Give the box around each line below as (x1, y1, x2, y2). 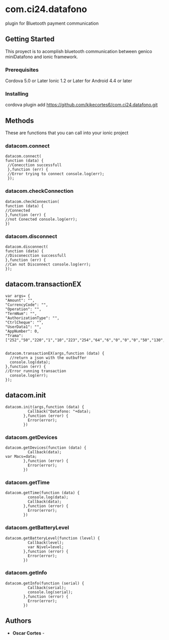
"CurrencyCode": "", (5, 302, 49, 307)
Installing (5, 90, 29, 97)
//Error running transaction (5, 368, 66, 374)
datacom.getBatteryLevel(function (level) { (5, 536, 100, 541)
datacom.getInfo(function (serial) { (5, 580, 84, 586)
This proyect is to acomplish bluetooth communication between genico (5, 48, 152, 54)
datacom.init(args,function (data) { (5, 404, 84, 409)
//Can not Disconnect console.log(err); (5, 262, 92, 267)
